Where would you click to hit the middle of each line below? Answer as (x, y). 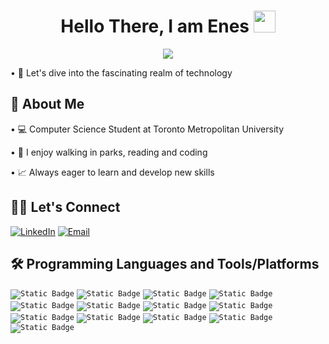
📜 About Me (47, 104)
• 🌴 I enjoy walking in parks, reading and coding (109, 152)
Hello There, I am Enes (155, 26)
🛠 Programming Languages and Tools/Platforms (165, 263)
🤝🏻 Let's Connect (65, 207)
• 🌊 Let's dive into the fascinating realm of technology (121, 72)
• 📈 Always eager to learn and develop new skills (112, 172)
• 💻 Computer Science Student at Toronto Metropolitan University (147, 129)
